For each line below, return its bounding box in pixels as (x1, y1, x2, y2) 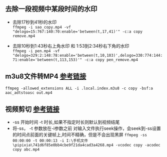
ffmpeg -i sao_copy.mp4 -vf (12, 25, 71, 30)
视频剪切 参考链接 (5, 105, 59, 114)
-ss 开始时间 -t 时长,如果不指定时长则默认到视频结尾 (12, 119, 120, 125)
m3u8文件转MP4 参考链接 (5, 72, 86, 81)
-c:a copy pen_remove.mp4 (84, 57, 138, 62)
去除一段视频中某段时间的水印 (5, 5, 97, 14)
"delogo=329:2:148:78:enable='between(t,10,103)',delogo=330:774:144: (12, 53, 163, 58)
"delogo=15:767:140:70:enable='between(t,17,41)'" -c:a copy (12, 29, 143, 34)
